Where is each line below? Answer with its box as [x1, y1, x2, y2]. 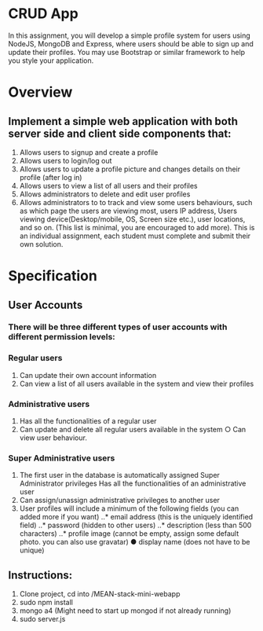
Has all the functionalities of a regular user [19, 416, 157, 426]
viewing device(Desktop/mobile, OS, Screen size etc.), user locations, [19, 214, 246, 224]
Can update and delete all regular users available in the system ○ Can [19, 425, 247, 435]
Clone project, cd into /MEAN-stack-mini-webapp [19, 589, 181, 599]
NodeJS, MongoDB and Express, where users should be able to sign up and [8, 39, 254, 48]
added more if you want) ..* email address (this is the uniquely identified [19, 512, 254, 522]
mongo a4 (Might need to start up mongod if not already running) [19, 606, 232, 615]
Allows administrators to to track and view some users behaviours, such [19, 197, 253, 207]
